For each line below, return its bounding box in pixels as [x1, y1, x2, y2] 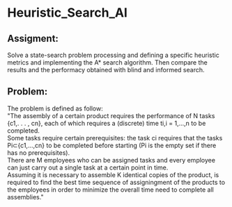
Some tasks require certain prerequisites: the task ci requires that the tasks [7, 133, 223, 142]
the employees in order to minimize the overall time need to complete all [7, 185, 214, 194]
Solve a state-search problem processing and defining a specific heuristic [7, 51, 219, 59]
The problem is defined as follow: [7, 104, 103, 113]
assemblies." [7, 192, 44, 201]
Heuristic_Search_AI [7, 5, 127, 21]
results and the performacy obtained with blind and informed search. [7, 66, 205, 74]
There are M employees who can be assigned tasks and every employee [7, 156, 216, 164]
